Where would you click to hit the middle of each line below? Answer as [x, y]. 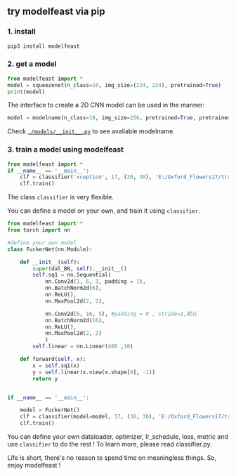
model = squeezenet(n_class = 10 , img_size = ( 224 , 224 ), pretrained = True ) [114, 85]
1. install [22, 32]
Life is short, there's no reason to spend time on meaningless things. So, [112, 458]
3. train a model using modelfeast [66, 150]
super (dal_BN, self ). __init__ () [80, 269]
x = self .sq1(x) [56, 365]
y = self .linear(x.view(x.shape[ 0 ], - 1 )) [94, 372]
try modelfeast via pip [56, 12]
